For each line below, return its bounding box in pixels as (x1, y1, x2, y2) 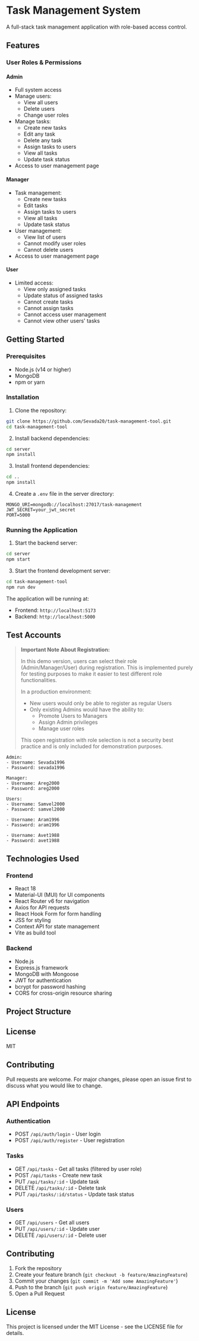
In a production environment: (20, 688, 92, 695)
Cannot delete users (23, 246, 74, 253)
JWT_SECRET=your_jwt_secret (6, 507, 76, 513)
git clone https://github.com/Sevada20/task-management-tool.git (6, 418, 171, 424)
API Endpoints (6, 1099, 60, 1109)
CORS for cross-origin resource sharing (14, 989, 112, 996)
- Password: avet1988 (6, 837, 60, 843)
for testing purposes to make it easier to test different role (20, 670, 162, 677)
